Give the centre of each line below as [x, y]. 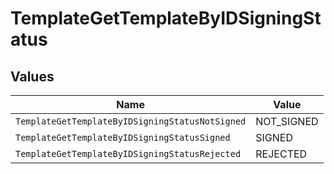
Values [32, 76]
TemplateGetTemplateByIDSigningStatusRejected [128, 153]
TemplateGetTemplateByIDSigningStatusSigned [123, 137]
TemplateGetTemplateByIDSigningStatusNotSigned [131, 121]
